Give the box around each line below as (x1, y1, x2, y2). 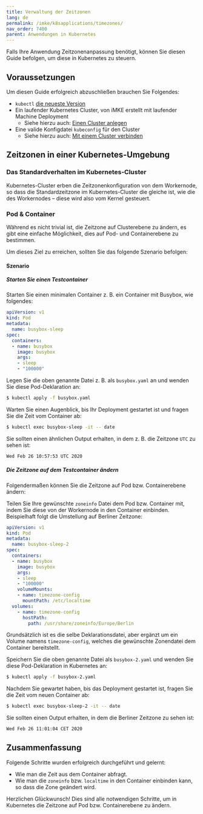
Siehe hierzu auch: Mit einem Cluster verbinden (24, 132, 144, 140)
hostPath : (22, 614, 47, 621)
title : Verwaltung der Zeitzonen (6, 8, 91, 15)
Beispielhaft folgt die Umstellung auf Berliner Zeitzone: (6, 513, 143, 520)
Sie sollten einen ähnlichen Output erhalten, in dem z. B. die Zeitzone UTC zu (6, 435, 196, 442)
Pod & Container (6, 210, 56, 218)
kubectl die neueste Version (15, 99, 86, 107)
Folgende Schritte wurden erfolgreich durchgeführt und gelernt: (6, 759, 166, 766)
